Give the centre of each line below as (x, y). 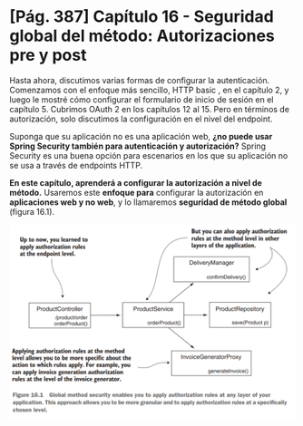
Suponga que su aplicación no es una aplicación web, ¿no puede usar (141, 136)
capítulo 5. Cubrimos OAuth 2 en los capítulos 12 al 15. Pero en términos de (150, 109)
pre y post (48, 55)
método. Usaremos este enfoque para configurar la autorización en (137, 192)
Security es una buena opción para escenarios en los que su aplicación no (149, 155)
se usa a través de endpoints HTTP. (76, 165)
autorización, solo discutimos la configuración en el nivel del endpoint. (141, 119)
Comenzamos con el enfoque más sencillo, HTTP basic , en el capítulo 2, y (149, 90)
